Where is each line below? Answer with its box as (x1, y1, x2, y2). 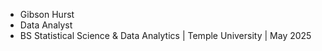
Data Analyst (19, 19, 73, 31)
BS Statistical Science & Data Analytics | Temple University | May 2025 (19, 30, 312, 41)
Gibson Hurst (19, 9, 75, 20)
